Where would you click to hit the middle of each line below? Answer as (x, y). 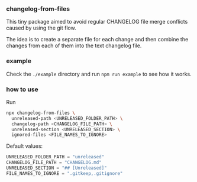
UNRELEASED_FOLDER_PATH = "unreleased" (55, 157)
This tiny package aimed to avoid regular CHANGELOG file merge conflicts (97, 22)
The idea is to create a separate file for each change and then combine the (97, 40)
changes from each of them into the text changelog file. (74, 45)
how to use (22, 89)
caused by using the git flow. (41, 28)
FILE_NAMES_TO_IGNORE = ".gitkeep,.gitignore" (64, 173)
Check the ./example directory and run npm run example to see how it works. (99, 74)
